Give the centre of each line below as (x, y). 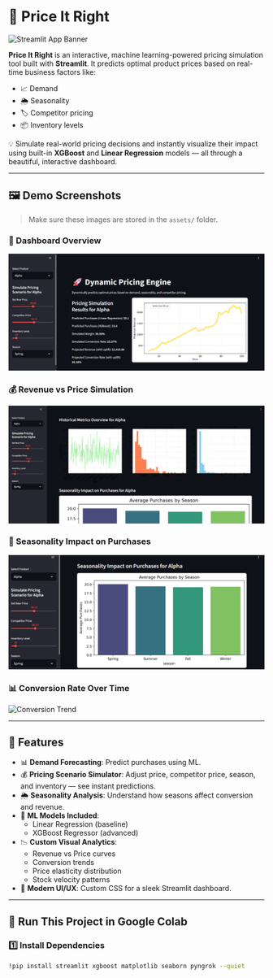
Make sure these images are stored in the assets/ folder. (123, 220)
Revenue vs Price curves (74, 854)
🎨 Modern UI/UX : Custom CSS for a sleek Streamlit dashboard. (126, 889)
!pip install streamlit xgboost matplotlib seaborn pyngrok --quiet (127, 967)
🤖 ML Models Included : (60, 815)
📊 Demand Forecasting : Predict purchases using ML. (110, 763)
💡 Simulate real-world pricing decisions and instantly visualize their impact (133, 143)
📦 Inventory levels (52, 124)
